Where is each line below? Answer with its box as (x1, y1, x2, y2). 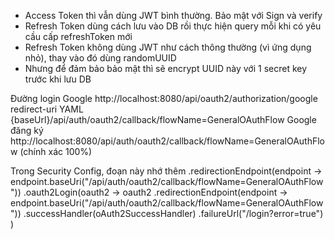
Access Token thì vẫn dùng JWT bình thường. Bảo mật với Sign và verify (24, 10, 323, 21)
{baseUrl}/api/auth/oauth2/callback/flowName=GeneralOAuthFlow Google (10, 114, 317, 125)
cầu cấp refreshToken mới (24, 31, 133, 42)
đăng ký (10, 125, 44, 136)
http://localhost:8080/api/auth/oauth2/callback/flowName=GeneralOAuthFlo (10, 135, 326, 147)
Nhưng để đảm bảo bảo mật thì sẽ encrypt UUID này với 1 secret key (24, 63, 308, 74)
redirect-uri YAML (10, 103, 84, 115)
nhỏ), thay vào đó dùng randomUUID (24, 52, 177, 64)
